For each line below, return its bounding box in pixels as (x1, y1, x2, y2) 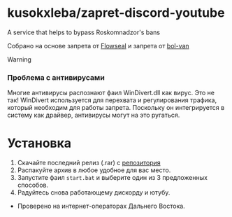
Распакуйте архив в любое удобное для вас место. (17, 166, 171, 174)
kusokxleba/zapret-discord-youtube (7, 5, 225, 21)
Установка (7, 135, 72, 151)
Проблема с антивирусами (7, 72, 105, 82)
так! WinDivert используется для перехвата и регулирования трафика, (7, 96, 217, 104)
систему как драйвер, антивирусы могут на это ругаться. (7, 111, 180, 120)
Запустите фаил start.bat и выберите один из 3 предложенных (17, 174, 208, 182)
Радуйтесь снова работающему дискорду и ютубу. (17, 188, 171, 197)
